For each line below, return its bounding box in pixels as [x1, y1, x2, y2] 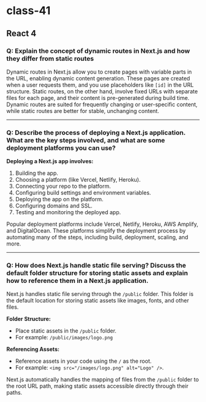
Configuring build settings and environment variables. [15, 189, 151, 196]
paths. [6, 389, 23, 396]
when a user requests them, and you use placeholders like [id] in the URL [6, 81, 194, 88]
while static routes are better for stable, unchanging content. [6, 107, 159, 114]
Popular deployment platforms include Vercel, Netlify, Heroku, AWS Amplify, [6, 220, 199, 228]
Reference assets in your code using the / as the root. [15, 357, 152, 365]
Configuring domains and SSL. [15, 202, 93, 209]
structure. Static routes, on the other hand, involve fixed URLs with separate [6, 87, 198, 95]
